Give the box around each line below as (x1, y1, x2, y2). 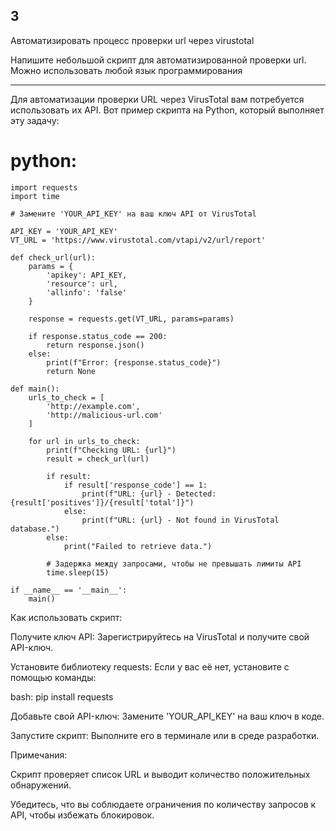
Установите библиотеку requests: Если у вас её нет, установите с (10, 660, 290, 673)
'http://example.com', (46, 401, 141, 411)
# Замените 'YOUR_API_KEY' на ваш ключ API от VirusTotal (10, 209, 257, 219)
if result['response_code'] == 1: (63, 480, 208, 490)
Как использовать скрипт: (10, 611, 123, 623)
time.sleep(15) (46, 567, 110, 578)
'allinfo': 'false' (46, 287, 128, 298)
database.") (10, 524, 60, 534)
